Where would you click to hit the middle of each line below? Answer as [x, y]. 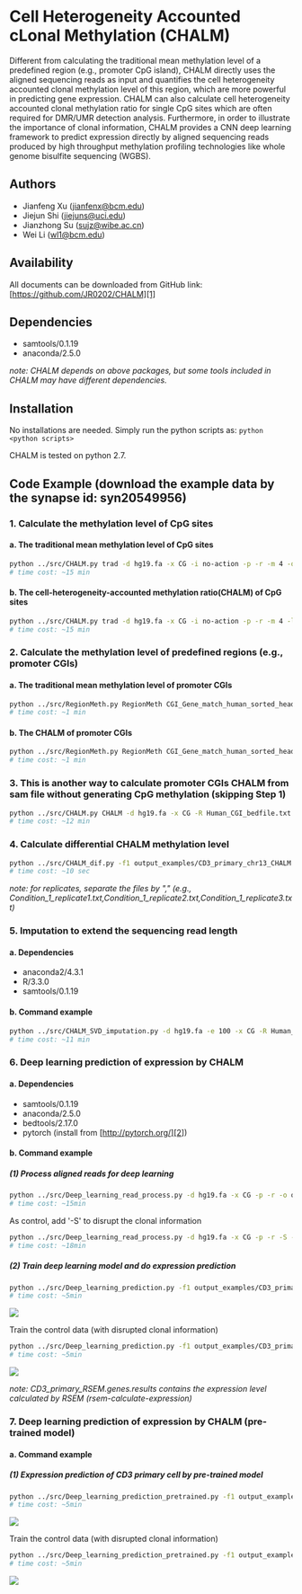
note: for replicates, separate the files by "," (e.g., [100, 889]
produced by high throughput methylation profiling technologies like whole [147, 146]
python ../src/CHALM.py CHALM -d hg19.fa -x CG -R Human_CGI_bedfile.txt [151, 813]
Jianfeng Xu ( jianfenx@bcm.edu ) [84, 206]
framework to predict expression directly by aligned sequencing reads [139, 137]
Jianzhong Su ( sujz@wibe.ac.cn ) [84, 225]
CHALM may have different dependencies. [89, 380]
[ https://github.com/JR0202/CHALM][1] [82, 294]
